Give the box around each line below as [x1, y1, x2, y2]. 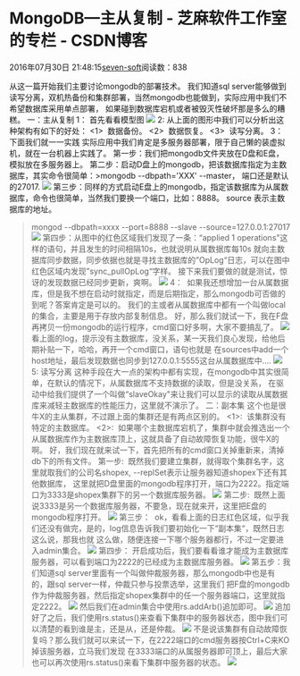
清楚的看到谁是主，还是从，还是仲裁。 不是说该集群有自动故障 [38, 623, 279, 634]
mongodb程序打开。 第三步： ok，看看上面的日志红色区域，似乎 [30, 511, 281, 522]
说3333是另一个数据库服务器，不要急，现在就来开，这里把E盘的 [30, 500, 267, 511]
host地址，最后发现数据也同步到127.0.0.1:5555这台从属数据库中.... [30, 355, 272, 366]
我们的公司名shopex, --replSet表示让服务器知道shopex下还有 [54, 467, 279, 477]
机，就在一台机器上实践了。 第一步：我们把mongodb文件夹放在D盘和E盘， [9, 148, 284, 158]
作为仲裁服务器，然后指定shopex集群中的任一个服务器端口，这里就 [30, 589, 278, 600]
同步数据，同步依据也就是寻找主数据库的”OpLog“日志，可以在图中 [46, 254, 290, 265]
